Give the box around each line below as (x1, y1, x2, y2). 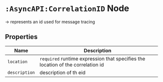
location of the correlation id (39, 61, 104, 68)
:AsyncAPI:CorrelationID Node (5, 3, 130, 14)
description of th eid (39, 69, 86, 76)
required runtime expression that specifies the (39, 55, 146, 62)
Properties (5, 33, 38, 41)
